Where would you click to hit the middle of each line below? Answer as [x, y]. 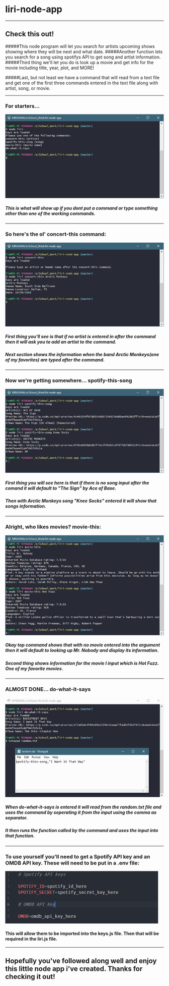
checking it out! [30, 977]
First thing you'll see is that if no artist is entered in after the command [80, 336]
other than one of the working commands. [50, 213]
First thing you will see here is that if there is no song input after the [77, 482]
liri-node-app [34, 9]
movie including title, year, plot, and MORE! [50, 68]
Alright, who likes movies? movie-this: [53, 527]
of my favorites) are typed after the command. [55, 360]
